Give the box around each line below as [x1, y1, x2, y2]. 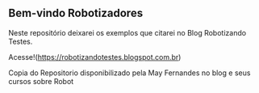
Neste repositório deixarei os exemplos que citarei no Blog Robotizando [8, 27, 247, 37]
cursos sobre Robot [8, 76, 74, 86]
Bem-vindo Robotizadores [8, 6, 144, 20]
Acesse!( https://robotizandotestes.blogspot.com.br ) [8, 52, 182, 61]
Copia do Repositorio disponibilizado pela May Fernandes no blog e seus [8, 68, 251, 78]
